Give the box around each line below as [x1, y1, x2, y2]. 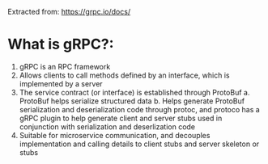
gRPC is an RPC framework [19, 61, 111, 71]
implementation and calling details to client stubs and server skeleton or [19, 139, 260, 149]
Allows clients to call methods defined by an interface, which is [19, 70, 230, 80]
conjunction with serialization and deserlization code [19, 121, 196, 132]
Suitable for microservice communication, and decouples [19, 130, 211, 140]
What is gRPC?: [7, 36, 114, 53]
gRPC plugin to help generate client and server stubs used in [19, 113, 223, 123]
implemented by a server [19, 78, 103, 88]
